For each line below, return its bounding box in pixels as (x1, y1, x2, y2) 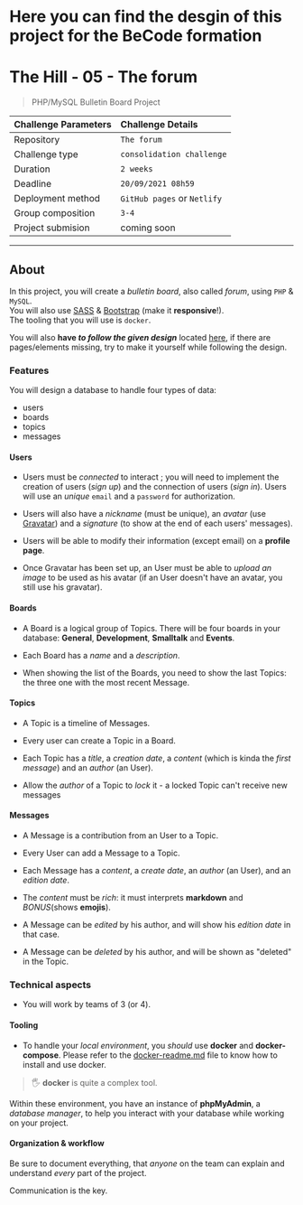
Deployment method (14, 192, 101, 205)
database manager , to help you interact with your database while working (9, 1107, 285, 1118)
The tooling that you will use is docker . (9, 314, 151, 325)
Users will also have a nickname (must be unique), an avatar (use (22, 509, 266, 519)
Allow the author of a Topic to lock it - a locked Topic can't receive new (22, 780, 289, 790)
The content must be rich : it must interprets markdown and (22, 892, 243, 903)
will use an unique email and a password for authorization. (22, 490, 236, 502)
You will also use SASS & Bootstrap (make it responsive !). (9, 304, 225, 315)
